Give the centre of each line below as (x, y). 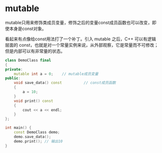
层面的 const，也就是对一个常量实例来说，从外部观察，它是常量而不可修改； (82, 45)
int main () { (18, 128)
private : (14, 69)
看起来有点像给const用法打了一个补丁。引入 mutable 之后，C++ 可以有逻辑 (81, 39)
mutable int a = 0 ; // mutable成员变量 (56, 74)
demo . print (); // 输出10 (38, 141)
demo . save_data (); (32, 136)
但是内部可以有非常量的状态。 (35, 51)
